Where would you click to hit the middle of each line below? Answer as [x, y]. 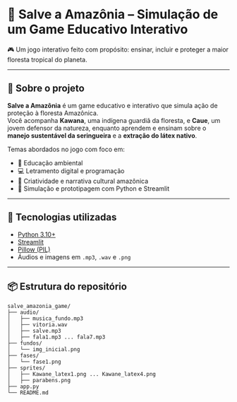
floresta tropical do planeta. [48, 59]
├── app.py [23, 387]
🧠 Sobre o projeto [46, 89]
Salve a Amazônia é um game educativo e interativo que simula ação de [113, 105]
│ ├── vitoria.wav [38, 325]
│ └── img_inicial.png [44, 350]
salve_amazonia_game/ [39, 307]
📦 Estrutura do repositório [67, 286]
